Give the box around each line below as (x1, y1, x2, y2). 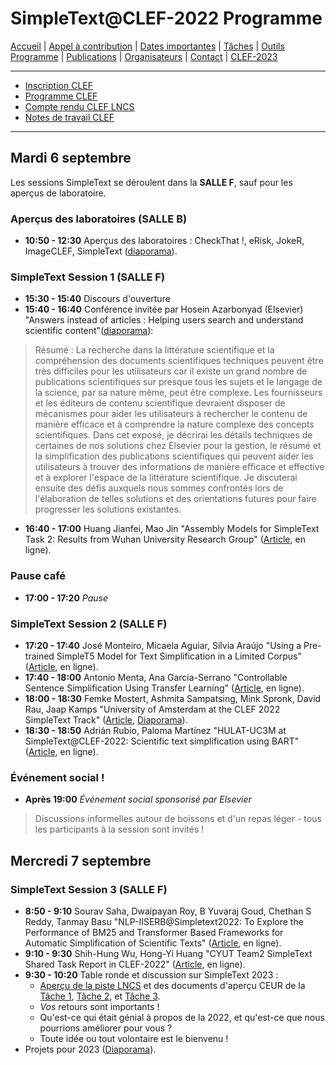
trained (24, 650, 55, 662)
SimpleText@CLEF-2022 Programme (10, 7, 323, 30)
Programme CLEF (24, 90, 98, 102)
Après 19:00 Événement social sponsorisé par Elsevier (24, 793, 252, 806)
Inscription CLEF (24, 79, 93, 91)
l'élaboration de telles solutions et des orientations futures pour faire (34, 493, 317, 505)
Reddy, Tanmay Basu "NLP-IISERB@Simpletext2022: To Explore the (24, 915, 304, 927)
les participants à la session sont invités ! (34, 823, 205, 836)
